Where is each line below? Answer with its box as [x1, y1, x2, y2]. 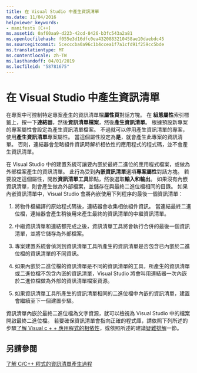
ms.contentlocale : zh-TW [6, 53, 67, 58]
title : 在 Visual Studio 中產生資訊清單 [6, 8, 99, 15]
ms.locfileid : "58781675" [6, 63, 69, 70]
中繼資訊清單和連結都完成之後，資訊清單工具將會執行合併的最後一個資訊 [14, 223, 190, 230]
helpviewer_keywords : [6, 19, 59, 25]
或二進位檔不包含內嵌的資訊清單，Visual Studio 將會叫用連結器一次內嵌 [14, 270, 187, 277]
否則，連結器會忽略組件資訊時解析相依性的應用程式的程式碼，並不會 [17, 141, 183, 148]
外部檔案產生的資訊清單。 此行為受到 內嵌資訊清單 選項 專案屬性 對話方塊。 [6, 168, 183, 175]
